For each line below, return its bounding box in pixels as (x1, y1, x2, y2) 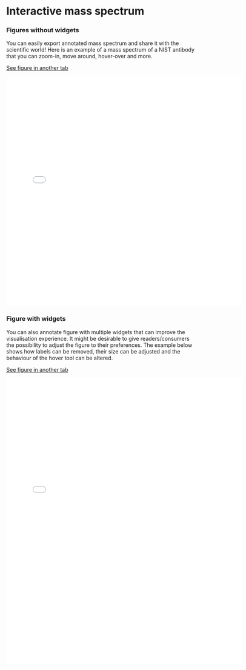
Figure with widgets (6, 315, 66, 323)
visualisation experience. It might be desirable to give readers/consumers (6, 335, 190, 342)
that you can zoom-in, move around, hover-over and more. (6, 53, 153, 60)
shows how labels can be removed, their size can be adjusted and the (6, 347, 181, 355)
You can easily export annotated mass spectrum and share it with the (6, 39, 179, 47)
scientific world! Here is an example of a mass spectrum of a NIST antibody (6, 46, 195, 53)
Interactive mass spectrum (6, 4, 145, 18)
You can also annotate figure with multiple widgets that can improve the (6, 328, 185, 335)
